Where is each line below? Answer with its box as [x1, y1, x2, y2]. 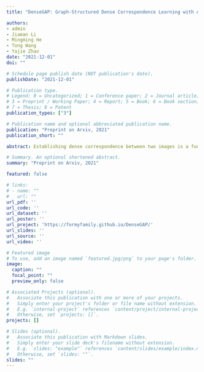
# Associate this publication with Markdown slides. [6, 334, 148, 340]
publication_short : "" [6, 132, 64, 138]
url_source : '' [6, 233, 45, 239]
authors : [6, 20, 29, 26]
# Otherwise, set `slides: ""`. [6, 351, 94, 357]
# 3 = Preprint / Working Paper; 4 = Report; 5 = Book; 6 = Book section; [6, 99, 200, 105]
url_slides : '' [6, 227, 45, 234]
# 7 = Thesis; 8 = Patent [6, 104, 72, 110]
